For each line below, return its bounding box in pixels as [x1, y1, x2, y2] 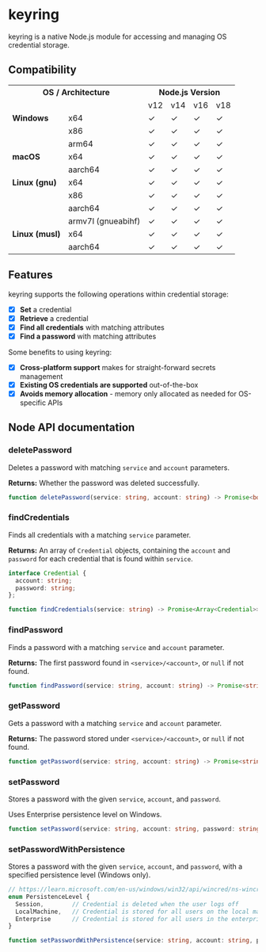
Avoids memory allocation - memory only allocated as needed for [19, 388, 237, 398]
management [19, 371, 63, 381]
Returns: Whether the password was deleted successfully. [8, 478, 200, 487]
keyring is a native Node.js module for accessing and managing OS [8, 32, 227, 41]
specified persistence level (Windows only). [8, 870, 151, 880]
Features [8, 268, 53, 282]
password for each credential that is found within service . [8, 553, 193, 564]
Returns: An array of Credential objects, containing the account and [8, 545, 231, 555]
